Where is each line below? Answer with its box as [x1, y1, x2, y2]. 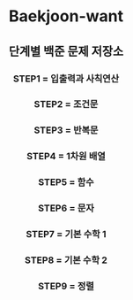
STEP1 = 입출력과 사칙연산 [12, 73, 120, 85]
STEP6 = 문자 [38, 202, 94, 214]
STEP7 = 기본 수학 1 [26, 228, 107, 241]
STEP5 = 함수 [38, 176, 94, 188]
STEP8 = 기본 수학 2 [25, 254, 107, 266]
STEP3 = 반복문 [33, 124, 99, 136]
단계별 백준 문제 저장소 [8, 43, 124, 58]
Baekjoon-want [9, 6, 123, 27]
